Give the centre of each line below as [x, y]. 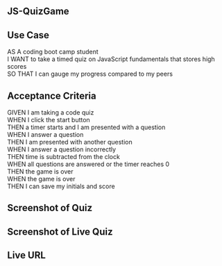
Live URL [27, 255]
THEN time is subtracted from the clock [63, 157]
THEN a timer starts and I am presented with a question [86, 127]
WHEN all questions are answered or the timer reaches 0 [88, 164]
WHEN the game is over [41, 179]
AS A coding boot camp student [53, 52]
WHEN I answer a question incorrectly [62, 149]
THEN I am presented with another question [70, 142]
